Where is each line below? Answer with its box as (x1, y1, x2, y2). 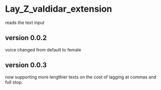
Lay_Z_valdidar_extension (5, 3, 112, 15)
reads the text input (5, 20, 45, 25)
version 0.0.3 (5, 61, 47, 69)
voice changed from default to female (5, 46, 81, 52)
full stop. (5, 79, 23, 85)
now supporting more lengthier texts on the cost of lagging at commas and (5, 74, 157, 80)
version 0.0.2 (5, 34, 47, 42)
